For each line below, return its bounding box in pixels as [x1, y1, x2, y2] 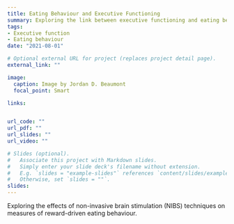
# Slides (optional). [7, 150, 70, 157]
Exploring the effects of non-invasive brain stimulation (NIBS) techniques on [7, 202, 226, 209]
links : [7, 99, 26, 106]
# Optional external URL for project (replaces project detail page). [7, 55, 217, 63]
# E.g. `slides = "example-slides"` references [7, 170, 155, 177]
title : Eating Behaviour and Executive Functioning [7, 10, 160, 17]
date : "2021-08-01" [7, 42, 64, 49]
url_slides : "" [7, 131, 52, 138]
